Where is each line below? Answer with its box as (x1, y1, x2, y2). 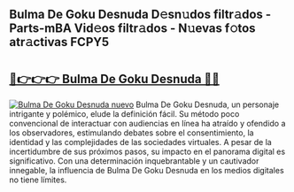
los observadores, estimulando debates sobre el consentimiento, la (9, 127, 254, 138)
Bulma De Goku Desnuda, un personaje (135, 99, 280, 110)
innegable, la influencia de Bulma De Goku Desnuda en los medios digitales (9, 165, 285, 175)
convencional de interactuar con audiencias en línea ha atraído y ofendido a (9, 119, 286, 128)
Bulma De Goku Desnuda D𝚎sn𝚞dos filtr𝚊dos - (9, 7, 272, 22)
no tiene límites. (9, 174, 67, 185)
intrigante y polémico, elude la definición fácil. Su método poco (9, 109, 240, 119)
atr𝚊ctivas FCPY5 (9, 35, 110, 50)
